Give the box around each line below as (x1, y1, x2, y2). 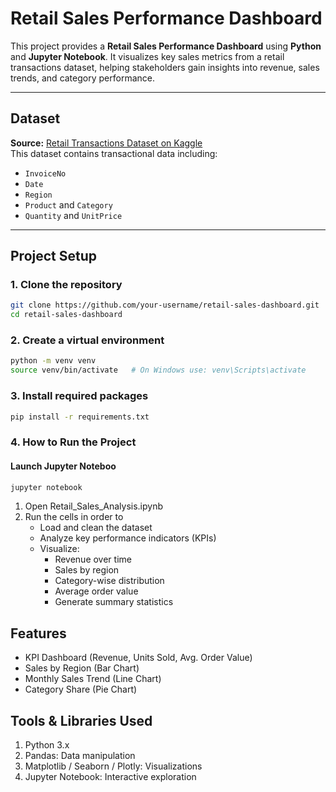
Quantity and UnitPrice (24, 209, 123, 221)
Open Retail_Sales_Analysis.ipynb (24, 500, 163, 512)
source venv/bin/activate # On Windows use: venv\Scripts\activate (10, 365, 307, 376)
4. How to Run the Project (10, 435, 137, 449)
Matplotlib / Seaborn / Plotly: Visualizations (24, 760, 203, 772)
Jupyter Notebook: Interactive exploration (24, 771, 197, 783)
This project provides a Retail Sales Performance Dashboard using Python (10, 40, 322, 52)
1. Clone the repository (10, 278, 123, 292)
